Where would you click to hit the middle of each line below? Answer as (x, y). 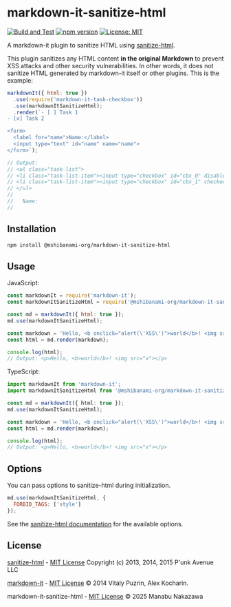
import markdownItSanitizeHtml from (59, 391)
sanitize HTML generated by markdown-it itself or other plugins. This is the (113, 73)
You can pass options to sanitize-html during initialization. (89, 485)
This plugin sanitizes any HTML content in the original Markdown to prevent (115, 58)
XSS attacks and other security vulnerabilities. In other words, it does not (110, 65)
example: (20, 80)
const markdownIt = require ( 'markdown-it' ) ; (72, 296)
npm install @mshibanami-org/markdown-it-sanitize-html (89, 245)
